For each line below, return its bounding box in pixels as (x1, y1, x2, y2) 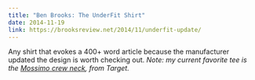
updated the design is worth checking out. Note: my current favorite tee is (8, 55, 247, 64)
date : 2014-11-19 (8, 19, 65, 26)
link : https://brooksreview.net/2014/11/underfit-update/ (8, 26, 202, 33)
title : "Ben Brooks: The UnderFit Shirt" (8, 11, 146, 19)
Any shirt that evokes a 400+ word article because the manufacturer (8, 47, 230, 57)
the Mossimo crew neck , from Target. (8, 64, 129, 73)
